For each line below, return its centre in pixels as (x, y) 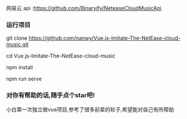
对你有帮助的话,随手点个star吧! (50, 95)
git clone (17, 38)
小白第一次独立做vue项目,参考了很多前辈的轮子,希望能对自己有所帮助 (90, 109)
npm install (20, 67)
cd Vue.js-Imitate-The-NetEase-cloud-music (61, 56)
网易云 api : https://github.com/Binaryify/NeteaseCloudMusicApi (84, 8)
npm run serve (24, 79)
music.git (17, 44)
